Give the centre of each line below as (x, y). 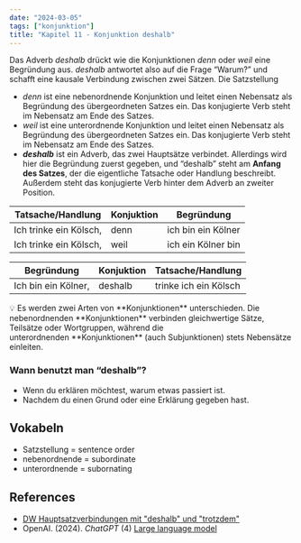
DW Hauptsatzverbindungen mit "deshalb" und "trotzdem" (131, 519)
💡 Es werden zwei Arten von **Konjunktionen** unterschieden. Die (134, 308)
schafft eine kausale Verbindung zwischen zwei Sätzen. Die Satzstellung (144, 79)
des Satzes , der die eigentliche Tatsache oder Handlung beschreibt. (149, 173)
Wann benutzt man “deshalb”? (78, 371)
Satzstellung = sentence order (78, 450)
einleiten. (26, 347)
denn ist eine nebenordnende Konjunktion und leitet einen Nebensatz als (157, 97)
